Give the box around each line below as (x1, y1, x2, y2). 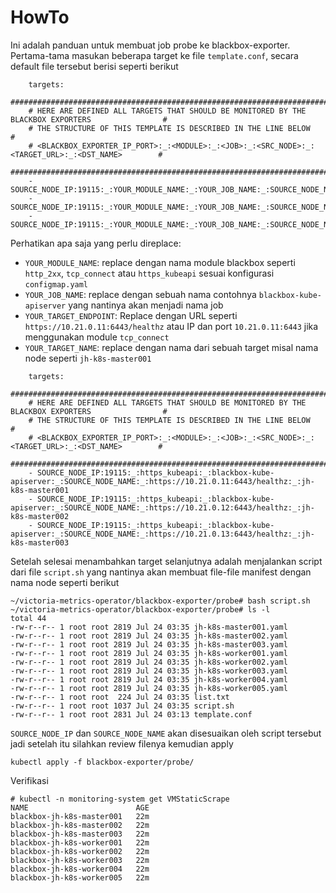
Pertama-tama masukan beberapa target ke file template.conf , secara (10, 49, 299, 61)
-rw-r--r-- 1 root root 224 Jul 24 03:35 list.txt (10, 692, 230, 702)
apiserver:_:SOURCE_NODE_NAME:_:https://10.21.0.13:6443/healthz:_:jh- (10, 529, 315, 539)
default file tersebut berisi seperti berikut (10, 60, 179, 72)
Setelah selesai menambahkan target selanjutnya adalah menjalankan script (10, 555, 323, 567)
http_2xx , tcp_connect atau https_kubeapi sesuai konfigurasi (24, 267, 275, 279)
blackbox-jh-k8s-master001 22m (10, 811, 150, 821)
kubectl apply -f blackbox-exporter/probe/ (10, 757, 195, 767)
